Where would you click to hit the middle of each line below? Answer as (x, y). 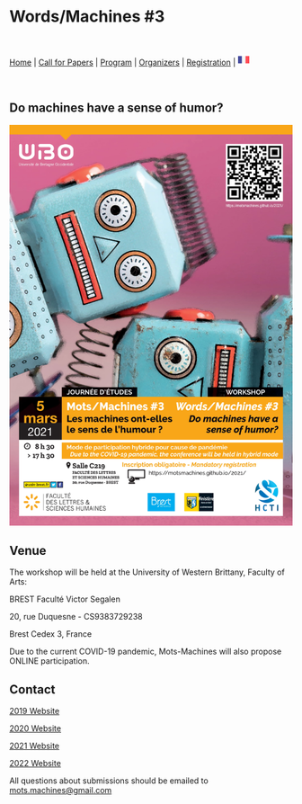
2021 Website (35, 746)
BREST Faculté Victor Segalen (65, 599)
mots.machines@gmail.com (61, 791)
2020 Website (35, 728)
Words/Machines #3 (87, 17)
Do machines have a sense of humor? (116, 108)
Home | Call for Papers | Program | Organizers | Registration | (123, 62)
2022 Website (35, 764)
